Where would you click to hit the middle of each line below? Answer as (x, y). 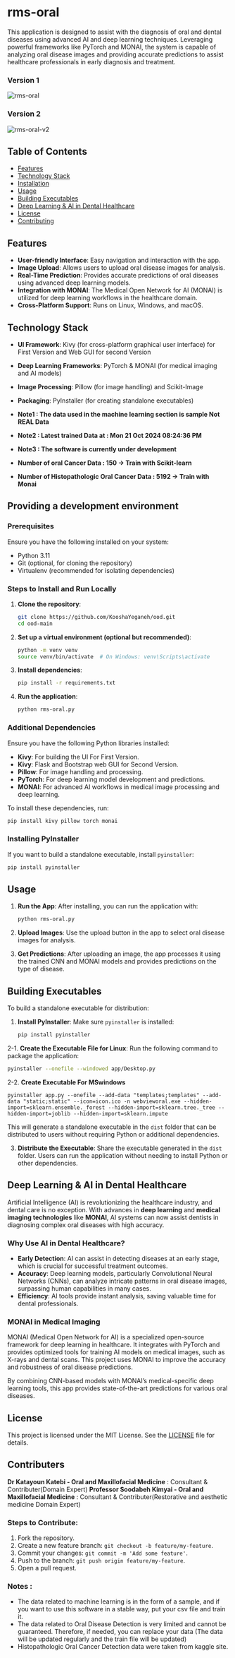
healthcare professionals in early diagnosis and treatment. (91, 61)
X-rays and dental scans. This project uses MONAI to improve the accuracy (117, 1360)
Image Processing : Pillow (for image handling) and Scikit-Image (110, 386)
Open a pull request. (47, 1568)
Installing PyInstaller (43, 839)
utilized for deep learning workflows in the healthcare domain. (107, 298)
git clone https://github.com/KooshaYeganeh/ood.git (96, 617)
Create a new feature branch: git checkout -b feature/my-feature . (115, 1546)
